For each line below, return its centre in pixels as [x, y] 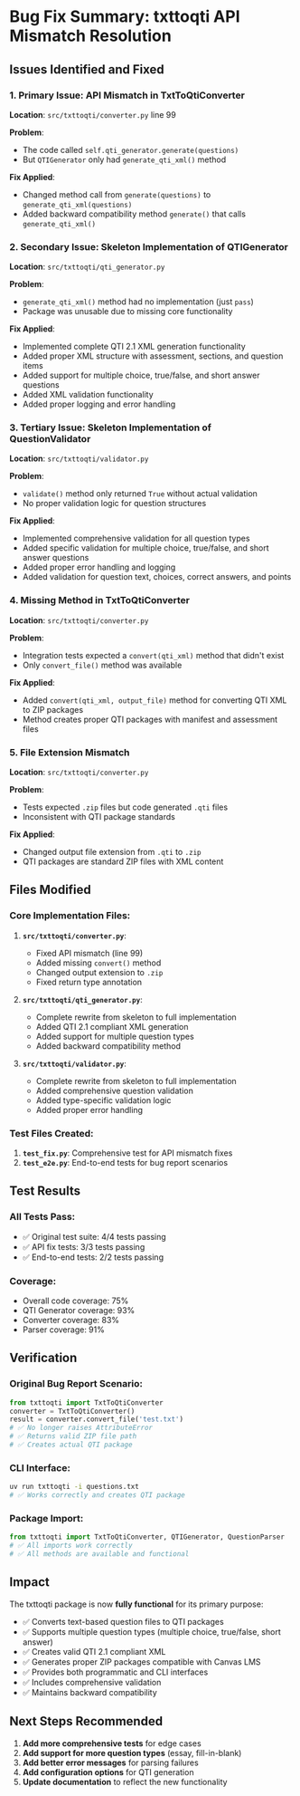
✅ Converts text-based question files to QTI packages [123, 1621]
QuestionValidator [50, 439]
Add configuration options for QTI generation [108, 1772]
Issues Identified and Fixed [87, 69]
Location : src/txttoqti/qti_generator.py [87, 267]
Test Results [45, 1191]
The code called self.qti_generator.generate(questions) [131, 149]
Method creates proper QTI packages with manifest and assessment [150, 719]
